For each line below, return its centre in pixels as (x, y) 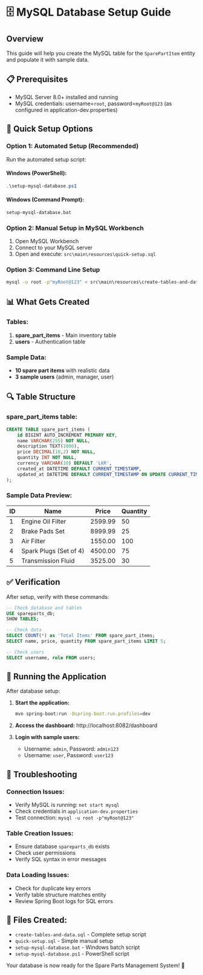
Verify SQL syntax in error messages (61, 859)
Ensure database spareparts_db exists (62, 846)
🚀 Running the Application (56, 677)
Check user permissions (45, 853)
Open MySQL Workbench (47, 241)
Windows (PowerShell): (37, 173)
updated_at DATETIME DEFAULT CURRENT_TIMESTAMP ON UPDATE (92, 474)
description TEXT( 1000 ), (48, 446)
